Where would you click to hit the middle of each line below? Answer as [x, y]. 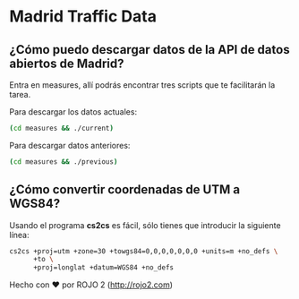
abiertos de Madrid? [67, 63]
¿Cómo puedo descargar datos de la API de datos [149, 50]
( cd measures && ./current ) [62, 128]
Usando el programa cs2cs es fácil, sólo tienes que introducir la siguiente [145, 225]
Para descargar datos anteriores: [70, 145]
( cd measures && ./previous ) [64, 162]
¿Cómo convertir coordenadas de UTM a [124, 190]
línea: [19, 235]
